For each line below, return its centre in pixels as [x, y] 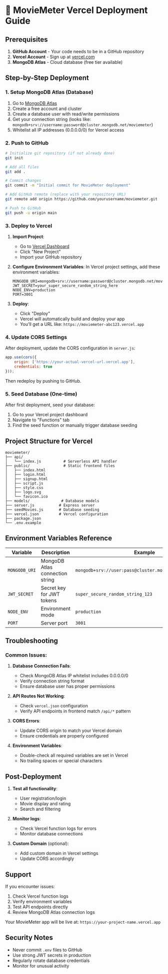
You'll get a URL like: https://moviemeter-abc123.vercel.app [82, 324]
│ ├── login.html [25, 474]
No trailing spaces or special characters [61, 761]
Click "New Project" [40, 252]
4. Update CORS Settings [36, 337]
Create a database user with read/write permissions [66, 114]
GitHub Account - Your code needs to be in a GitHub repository [78, 51]
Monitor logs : [26, 819]
